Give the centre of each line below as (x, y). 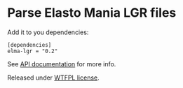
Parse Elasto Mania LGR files (92, 13)
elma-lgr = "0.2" (33, 51)
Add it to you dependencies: (48, 32)
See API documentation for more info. (62, 64)
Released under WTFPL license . (53, 78)
